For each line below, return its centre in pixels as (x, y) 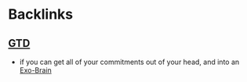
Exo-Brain (36, 70)
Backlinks (41, 14)
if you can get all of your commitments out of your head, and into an (129, 62)
